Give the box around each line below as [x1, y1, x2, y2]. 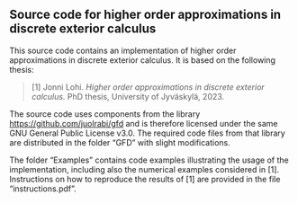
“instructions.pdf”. [9, 183, 77, 194]
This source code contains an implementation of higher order [9, 45, 237, 56]
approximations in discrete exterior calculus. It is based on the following [9, 54, 276, 66]
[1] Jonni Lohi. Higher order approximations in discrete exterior [31, 81, 266, 93]
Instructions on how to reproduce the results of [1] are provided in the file [9, 173, 281, 184]
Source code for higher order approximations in [9, 7, 282, 22]
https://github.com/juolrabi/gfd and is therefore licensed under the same [9, 118, 278, 128]
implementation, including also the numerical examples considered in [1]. [9, 163, 280, 174]
